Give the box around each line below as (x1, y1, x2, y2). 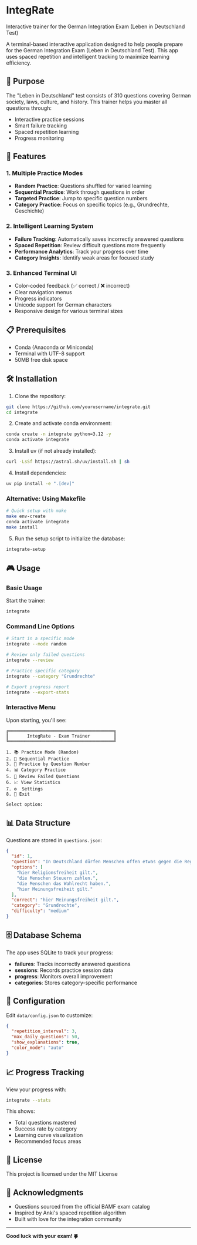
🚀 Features (6, 152, 46, 161)
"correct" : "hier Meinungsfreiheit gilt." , (11, 897, 119, 903)
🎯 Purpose (6, 76, 45, 86)
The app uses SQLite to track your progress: (6, 949, 113, 956)
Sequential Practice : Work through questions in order (14, 189, 145, 196)
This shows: (6, 1108, 35, 1115)
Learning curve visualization (14, 1132, 83, 1139)
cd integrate (6, 409, 38, 415)
